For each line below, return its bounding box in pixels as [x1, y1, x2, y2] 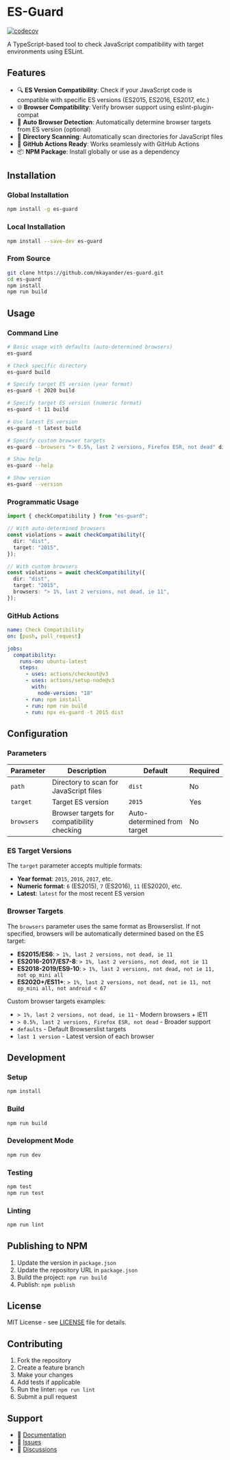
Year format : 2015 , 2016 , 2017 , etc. [16, 874, 113, 883]
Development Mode [7, 1136, 74, 1146]
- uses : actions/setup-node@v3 [25, 677, 115, 684]
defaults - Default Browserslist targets [16, 1024, 127, 1033]
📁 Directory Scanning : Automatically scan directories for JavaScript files [16, 132, 223, 140]
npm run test [7, 1190, 44, 1196]
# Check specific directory [7, 362, 88, 369]
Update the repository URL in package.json [16, 1266, 138, 1274]
